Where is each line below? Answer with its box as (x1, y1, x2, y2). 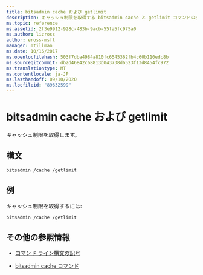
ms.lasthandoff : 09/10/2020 (6, 76, 77, 82)
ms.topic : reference (6, 20, 59, 26)
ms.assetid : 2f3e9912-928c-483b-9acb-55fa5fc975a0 (6, 25, 137, 32)
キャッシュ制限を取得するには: (6, 202, 83, 210)
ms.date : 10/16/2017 (6, 48, 59, 55)
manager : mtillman (6, 43, 53, 49)
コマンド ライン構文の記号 (14, 250, 80, 257)
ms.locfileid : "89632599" (6, 82, 71, 88)
